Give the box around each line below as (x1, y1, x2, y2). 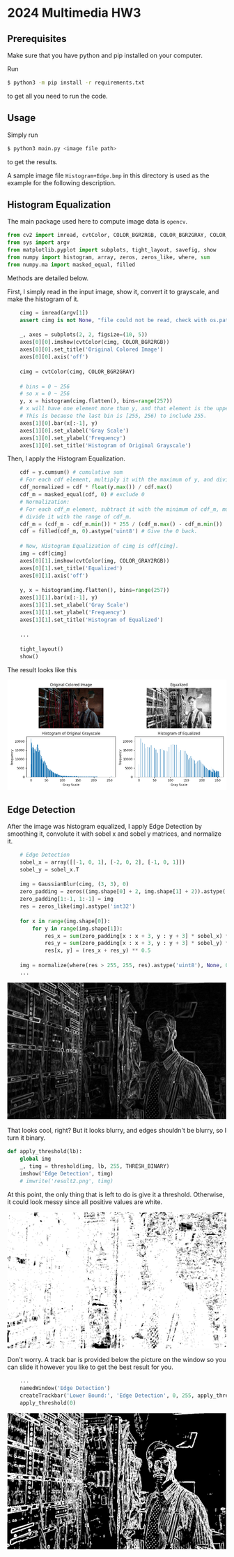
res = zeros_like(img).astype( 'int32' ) (19, 903, 136, 910)
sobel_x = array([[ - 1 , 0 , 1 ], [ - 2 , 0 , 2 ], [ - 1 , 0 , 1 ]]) (19, 858, 186, 866)
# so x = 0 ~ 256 (19, 390, 70, 398)
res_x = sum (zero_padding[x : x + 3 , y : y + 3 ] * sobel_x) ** (44, 932, 232, 939)
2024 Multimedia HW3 (7, 5, 141, 21)
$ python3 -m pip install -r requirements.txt (7, 79, 145, 86)
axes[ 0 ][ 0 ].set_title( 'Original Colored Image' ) (19, 346, 164, 354)
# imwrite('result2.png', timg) (19, 1178, 114, 1185)
